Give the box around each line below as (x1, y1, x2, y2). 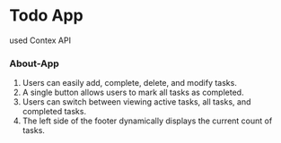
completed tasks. (22, 106, 87, 117)
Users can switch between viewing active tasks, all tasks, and (22, 97, 251, 107)
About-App (9, 57, 60, 70)
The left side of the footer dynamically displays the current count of (22, 115, 273, 126)
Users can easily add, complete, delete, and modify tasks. (22, 78, 238, 88)
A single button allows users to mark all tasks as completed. (22, 87, 244, 98)
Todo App (9, 5, 83, 26)
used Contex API (9, 35, 72, 46)
